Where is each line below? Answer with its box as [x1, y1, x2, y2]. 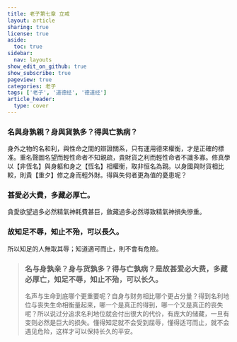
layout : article [7, 17, 55, 24]
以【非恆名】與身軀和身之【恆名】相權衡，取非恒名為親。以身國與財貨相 [7, 162, 218, 170]
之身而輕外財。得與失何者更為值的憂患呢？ [62, 171, 187, 179]
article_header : [7, 96, 55, 103]
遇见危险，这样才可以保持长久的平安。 [24, 327, 137, 336]
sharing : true [7, 23, 50, 30]
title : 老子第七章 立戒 [7, 10, 70, 18]
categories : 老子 [7, 83, 57, 90]
